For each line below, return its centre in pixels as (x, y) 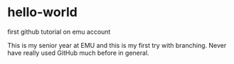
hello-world (43, 12)
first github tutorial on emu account (59, 32)
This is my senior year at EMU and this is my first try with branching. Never (117, 45)
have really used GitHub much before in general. (78, 53)
